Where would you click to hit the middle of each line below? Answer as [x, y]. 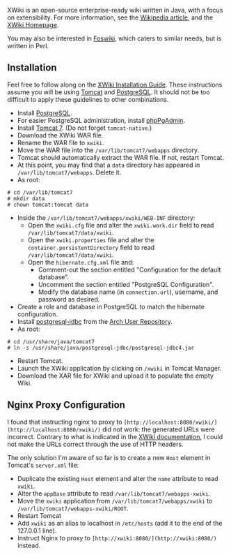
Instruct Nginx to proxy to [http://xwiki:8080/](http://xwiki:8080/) [117, 538]
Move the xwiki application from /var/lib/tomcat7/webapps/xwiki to [115, 501]
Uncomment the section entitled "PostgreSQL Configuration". [126, 284]
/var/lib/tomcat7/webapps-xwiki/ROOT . [73, 508]
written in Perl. [28, 46]
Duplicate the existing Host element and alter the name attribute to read [118, 478]
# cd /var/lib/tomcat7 [40, 192]
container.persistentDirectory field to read [91, 247]
